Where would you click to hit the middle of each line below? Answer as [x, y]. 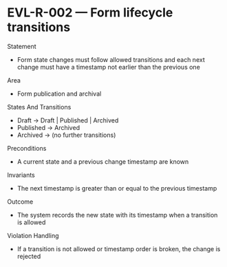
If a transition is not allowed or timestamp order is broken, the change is [119, 248]
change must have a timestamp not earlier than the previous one [109, 67]
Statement [22, 46]
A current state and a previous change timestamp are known [103, 161]
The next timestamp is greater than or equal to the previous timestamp [117, 188]
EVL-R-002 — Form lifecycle [90, 13]
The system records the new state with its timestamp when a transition [117, 215]
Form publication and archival [59, 94]
